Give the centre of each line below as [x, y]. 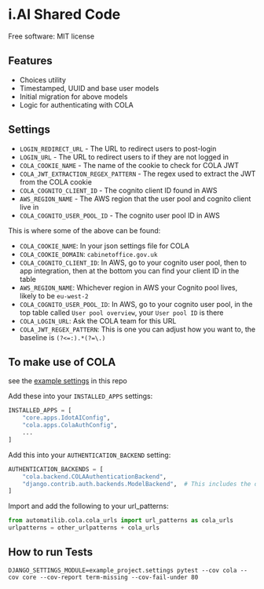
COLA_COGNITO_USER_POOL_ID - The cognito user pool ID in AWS [119, 215]
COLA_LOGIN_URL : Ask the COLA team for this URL [98, 320]
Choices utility [43, 79]
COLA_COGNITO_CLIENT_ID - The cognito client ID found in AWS [118, 190]
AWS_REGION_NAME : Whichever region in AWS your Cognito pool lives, [128, 287]
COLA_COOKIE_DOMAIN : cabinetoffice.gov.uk [88, 254]
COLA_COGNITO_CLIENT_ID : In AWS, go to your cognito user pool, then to [133, 262]
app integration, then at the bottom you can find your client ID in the [129, 271]
